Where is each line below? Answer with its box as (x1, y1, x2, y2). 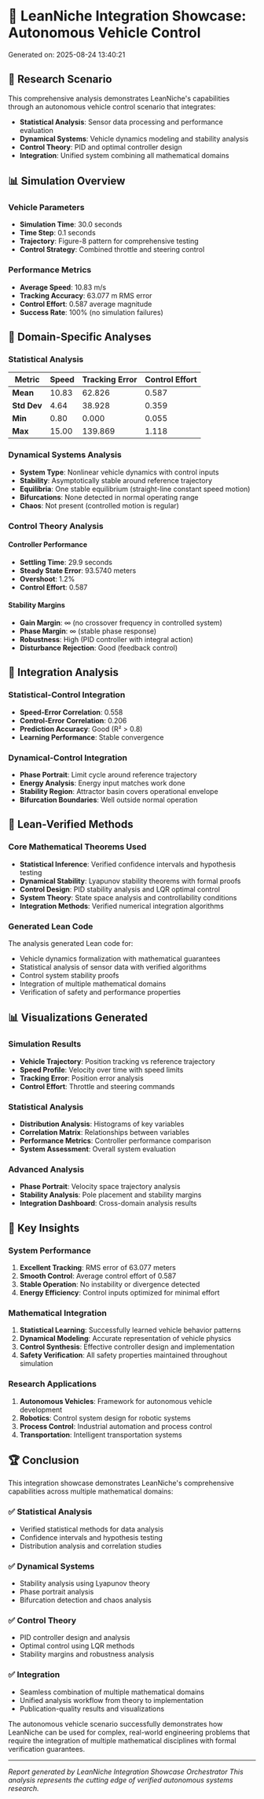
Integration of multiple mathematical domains (19, 979, 167, 988)
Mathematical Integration (8, 1307, 108, 1318)
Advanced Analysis (8, 1164, 85, 1175)
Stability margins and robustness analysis (19, 1649, 155, 1659)
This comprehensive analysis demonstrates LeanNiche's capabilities (8, 94, 230, 103)
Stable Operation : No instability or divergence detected (19, 1279, 200, 1289)
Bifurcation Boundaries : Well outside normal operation (19, 795, 198, 805)
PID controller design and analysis (19, 1633, 130, 1642)
